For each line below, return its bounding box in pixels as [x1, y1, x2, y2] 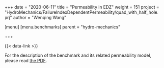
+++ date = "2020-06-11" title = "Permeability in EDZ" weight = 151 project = [4, 4, 160, 10]
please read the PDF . [4, 58, 47, 63]
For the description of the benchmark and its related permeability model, [4, 52, 152, 58]
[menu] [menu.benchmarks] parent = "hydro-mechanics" [4, 24, 121, 30]
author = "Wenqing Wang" [13, 15, 67, 20]
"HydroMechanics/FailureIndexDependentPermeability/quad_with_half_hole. [4, 9, 159, 15]
